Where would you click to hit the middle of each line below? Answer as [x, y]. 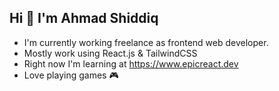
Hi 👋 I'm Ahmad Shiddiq [84, 18]
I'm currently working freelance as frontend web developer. [146, 42]
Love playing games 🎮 [71, 75]
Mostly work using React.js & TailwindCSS [110, 53]
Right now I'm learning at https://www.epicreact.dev [131, 63]
